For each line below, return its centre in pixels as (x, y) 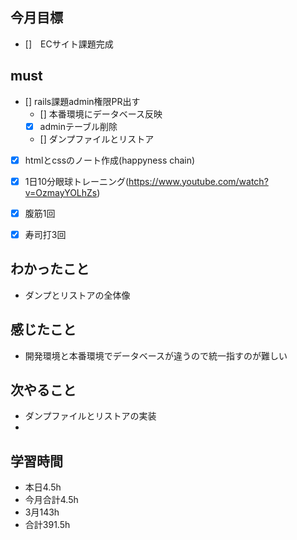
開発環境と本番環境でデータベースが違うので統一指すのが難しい (156, 355)
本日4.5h (43, 487)
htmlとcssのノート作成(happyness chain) (110, 160)
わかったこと (50, 269)
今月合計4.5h (51, 500)
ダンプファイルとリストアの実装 (90, 416)
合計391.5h (47, 525)
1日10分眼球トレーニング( (77, 181)
